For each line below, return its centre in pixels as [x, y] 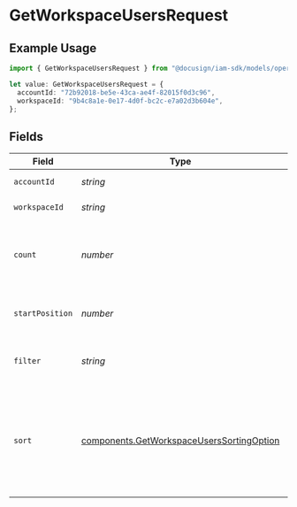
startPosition [43, 314]
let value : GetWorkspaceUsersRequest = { [87, 84]
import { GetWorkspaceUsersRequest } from [88, 68]
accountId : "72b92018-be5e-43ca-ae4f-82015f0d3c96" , [116, 92]
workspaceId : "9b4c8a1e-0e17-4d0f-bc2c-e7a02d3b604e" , [120, 101]
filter [27, 361]
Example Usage [53, 48]
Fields [27, 137]
